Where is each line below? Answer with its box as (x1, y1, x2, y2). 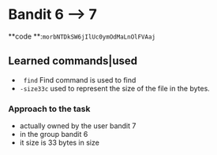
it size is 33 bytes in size (19, 138, 100, 147)
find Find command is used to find (23, 75, 137, 84)
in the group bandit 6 (19, 130, 88, 139)
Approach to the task (8, 103, 91, 114)
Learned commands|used (8, 54, 138, 68)
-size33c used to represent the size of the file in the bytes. (19, 83, 211, 93)
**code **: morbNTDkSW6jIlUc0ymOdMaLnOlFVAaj (8, 31, 156, 41)
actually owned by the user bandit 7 (19, 121, 137, 131)
